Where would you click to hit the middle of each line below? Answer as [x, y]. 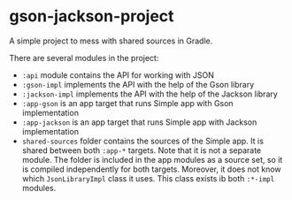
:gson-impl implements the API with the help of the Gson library [138, 84]
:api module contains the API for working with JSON [118, 75]
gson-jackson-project [92, 16]
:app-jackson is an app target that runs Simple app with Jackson [139, 122]
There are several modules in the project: [84, 58]
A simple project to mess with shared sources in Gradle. [111, 41]
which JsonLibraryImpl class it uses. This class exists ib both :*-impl [148, 178]
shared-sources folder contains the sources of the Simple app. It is [142, 141]
